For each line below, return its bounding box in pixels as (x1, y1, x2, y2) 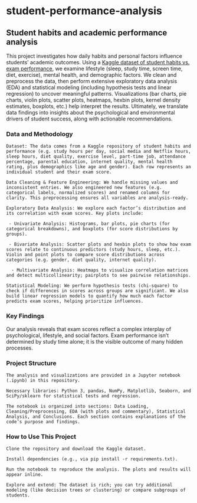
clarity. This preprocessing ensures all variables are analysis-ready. (6, 195, 189, 201)
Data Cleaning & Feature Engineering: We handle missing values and (6, 179, 178, 185)
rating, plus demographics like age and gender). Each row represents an (6, 164, 192, 170)
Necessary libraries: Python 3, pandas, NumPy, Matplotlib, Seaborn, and (6, 388, 192, 394)
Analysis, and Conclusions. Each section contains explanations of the (6, 413, 186, 420)
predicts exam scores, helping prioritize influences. (6, 298, 144, 305)
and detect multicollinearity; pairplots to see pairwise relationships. (6, 273, 192, 279)
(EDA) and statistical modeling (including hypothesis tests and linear (6, 84, 172, 91)
